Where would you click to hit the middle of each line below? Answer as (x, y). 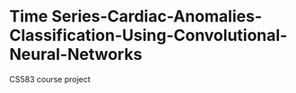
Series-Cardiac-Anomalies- (157, 17)
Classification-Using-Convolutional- (148, 35)
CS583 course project (50, 79)
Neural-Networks (76, 55)
